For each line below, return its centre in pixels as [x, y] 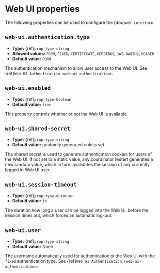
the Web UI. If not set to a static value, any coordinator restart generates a [79, 159]
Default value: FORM [32, 58]
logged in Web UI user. [28, 170]
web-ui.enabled [28, 88]
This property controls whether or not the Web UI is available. [66, 114]
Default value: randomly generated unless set [58, 145]
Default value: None [32, 246]
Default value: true [32, 104]
